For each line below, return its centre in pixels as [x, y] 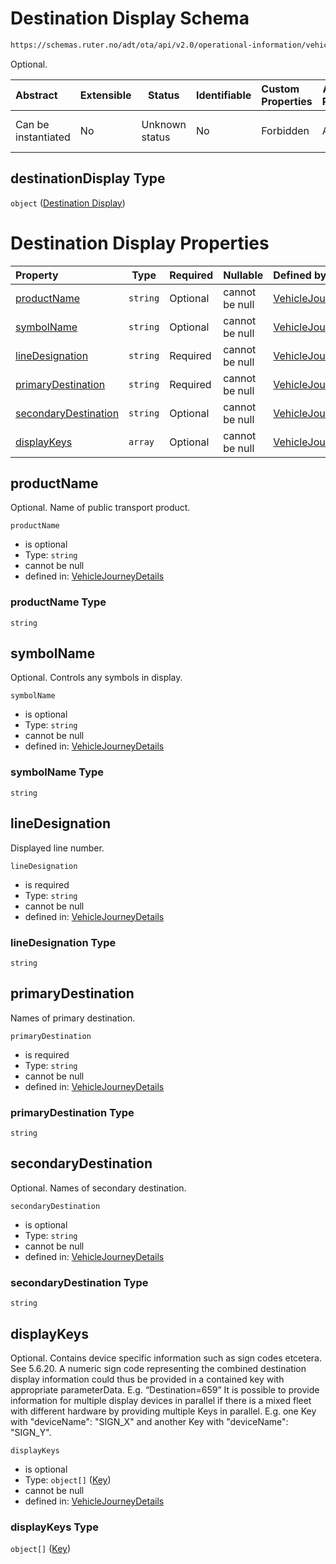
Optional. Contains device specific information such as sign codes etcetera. [166, 1358]
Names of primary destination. [73, 1018]
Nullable [243, 275]
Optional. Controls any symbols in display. [96, 678]
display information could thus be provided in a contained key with [147, 1379]
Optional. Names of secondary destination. [98, 1188]
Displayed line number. [57, 848]
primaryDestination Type [72, 1112]
